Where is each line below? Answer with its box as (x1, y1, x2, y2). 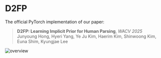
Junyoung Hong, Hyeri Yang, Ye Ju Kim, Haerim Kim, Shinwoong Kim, (16, 33, 157, 39)
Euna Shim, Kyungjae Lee (16, 38, 68, 44)
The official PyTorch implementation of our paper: (5, 19, 105, 25)
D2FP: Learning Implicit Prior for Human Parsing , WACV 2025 (16, 28, 143, 34)
